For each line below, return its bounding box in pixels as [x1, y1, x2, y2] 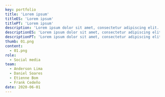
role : [5, 52, 16, 58]
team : [5, 62, 16, 67]
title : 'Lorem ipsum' [5, 12, 50, 17]
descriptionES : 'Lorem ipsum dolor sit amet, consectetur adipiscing [5, 30, 151, 35]
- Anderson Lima [9, 67, 43, 72]
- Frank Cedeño [9, 80, 41, 85]
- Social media [9, 57, 41, 62]
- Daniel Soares [9, 71, 43, 76]
